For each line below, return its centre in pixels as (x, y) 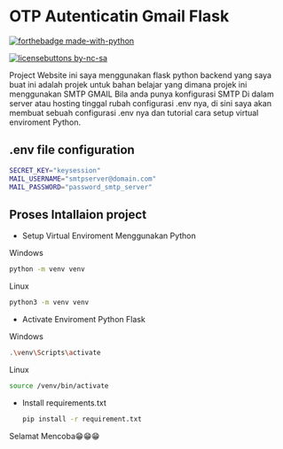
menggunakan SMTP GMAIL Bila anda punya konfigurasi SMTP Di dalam (141, 94)
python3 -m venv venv (49, 303)
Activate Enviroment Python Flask (84, 319)
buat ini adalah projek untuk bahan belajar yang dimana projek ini (128, 84)
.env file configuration (72, 150)
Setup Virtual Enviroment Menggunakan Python (109, 236)
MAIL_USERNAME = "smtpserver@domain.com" (83, 179)
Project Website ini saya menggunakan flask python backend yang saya (141, 75)
